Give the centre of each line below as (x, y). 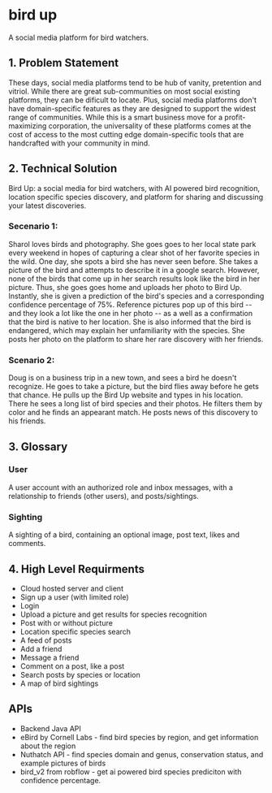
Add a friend (41, 648)
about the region (48, 746)
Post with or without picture (67, 622)
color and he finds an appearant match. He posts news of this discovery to (133, 413)
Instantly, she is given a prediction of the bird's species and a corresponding (136, 296)
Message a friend (50, 657)
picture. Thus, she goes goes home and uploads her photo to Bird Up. (125, 287)
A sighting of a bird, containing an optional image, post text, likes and (124, 535)
